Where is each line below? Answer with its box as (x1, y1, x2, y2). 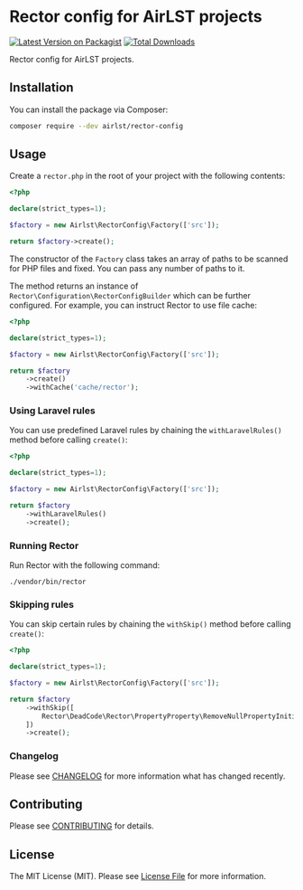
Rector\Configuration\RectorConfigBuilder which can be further (9, 289, 251, 300)
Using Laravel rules (9, 404, 96, 417)
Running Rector (9, 539, 79, 552)
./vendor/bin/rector (9, 577, 87, 587)
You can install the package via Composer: (9, 104, 169, 115)
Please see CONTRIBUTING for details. (9, 820, 155, 831)
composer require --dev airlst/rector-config (9, 121, 183, 130)
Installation (9, 80, 74, 96)
